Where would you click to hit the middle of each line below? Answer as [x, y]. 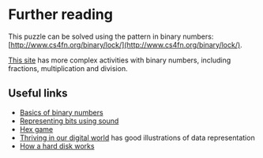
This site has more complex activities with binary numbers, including [120, 60]
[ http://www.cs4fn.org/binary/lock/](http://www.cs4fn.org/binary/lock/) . [125, 44]
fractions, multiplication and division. [68, 68]
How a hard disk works [57, 146]
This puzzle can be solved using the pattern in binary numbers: [111, 36]
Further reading [60, 15]
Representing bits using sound [69, 121]
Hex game [36, 129]
